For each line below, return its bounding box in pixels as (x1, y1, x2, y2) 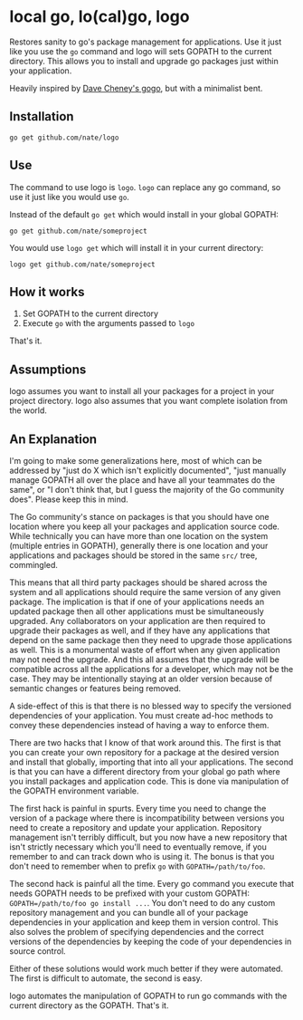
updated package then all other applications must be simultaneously (9, 606, 264, 617)
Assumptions (9, 361, 87, 377)
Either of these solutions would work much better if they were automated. (9, 963, 283, 974)
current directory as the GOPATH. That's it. (9, 1000, 169, 1011)
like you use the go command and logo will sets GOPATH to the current (9, 45, 272, 56)
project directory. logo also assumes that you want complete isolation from (9, 396, 288, 407)
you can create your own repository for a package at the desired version (9, 747, 279, 757)
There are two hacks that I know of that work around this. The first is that (9, 737, 282, 748)
